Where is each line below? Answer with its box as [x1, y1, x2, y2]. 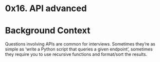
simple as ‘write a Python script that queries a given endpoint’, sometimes [5, 46, 153, 52]
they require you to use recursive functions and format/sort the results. [5, 51, 147, 57]
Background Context [5, 25, 90, 36]
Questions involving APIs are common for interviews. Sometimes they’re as [5, 41, 156, 47]
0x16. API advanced [5, 3, 87, 14]
